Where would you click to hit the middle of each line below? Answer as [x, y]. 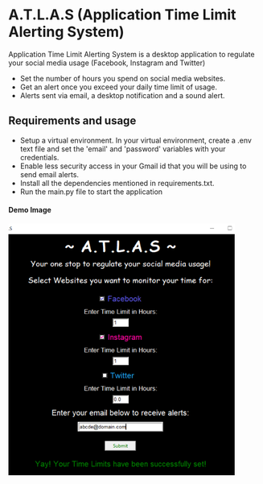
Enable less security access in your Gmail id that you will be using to [133, 166]
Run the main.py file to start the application [91, 192]
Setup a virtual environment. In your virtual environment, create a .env [136, 140]
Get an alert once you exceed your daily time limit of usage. [119, 87]
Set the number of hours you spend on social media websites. [123, 78]
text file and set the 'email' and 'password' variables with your [123, 149]
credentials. [39, 157]
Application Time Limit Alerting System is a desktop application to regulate [131, 54]
